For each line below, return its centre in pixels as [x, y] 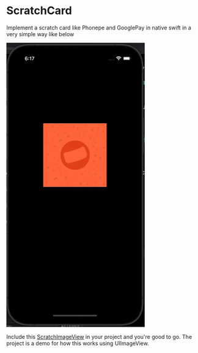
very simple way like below [40, 34]
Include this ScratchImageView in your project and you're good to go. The [99, 336]
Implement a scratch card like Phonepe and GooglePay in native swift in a [99, 28]
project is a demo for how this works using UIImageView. [78, 343]
